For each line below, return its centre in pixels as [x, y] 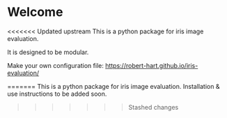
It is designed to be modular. [48, 52]
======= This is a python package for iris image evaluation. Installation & [113, 86]
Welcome [35, 12]
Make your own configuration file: [56, 65]
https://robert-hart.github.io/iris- [152, 65]
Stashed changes [154, 107]
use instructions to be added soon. [57, 94]
